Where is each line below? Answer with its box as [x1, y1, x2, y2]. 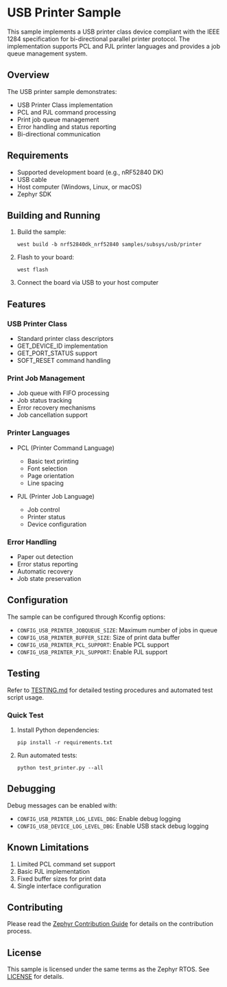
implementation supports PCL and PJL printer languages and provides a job [7, 42, 221, 50]
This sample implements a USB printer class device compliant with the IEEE [7, 27, 220, 36]
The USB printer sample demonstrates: [7, 87, 117, 95]
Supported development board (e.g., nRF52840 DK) [16, 168, 164, 176]
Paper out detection [16, 552, 73, 560]
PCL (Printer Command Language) [16, 444, 115, 452]
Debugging [7, 783, 56, 795]
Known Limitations [7, 842, 89, 853]
